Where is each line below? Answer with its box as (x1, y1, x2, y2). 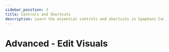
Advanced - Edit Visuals (5, 38, 108, 49)
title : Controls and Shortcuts (5, 12, 71, 17)
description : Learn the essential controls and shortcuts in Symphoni (5, 16, 156, 21)
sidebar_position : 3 (5, 7, 49, 12)
